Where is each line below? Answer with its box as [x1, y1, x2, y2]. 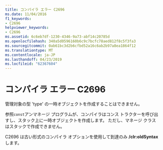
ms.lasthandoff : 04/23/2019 [5, 57, 62, 62]
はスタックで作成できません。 [5, 124, 65, 130]
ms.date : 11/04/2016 [5, 12, 47, 17]
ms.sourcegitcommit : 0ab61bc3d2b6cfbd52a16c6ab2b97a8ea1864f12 [5, 43, 136, 48]
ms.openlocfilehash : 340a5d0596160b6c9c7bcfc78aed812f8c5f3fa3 [5, 39, 136, 44]
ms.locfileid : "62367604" [5, 61, 57, 66]
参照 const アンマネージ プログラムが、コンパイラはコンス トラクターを [5, 112, 146, 117]
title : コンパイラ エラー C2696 [5, 7, 65, 12]
